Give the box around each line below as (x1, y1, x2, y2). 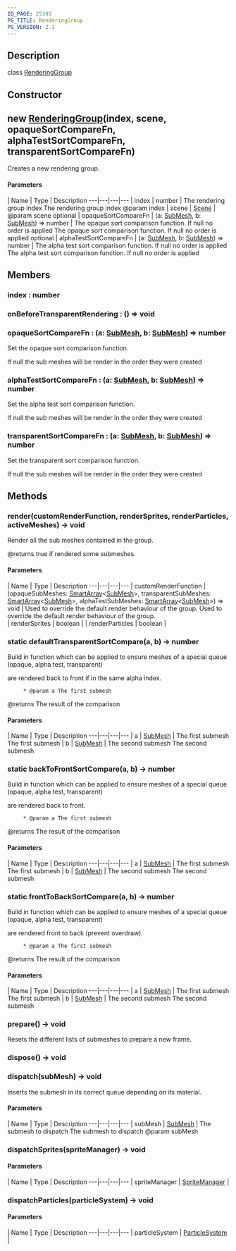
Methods (7, 491, 48, 503)
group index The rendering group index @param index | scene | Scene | (7, 204, 216, 212)
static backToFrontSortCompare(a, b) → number (7, 764, 176, 774)
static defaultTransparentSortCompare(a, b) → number (7, 636, 199, 646)
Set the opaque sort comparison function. (7, 344, 129, 352)
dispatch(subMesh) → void (7, 1072, 102, 1082)
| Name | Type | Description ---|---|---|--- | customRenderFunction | (7, 581, 206, 590)
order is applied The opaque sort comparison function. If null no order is (7, 226, 217, 235)
